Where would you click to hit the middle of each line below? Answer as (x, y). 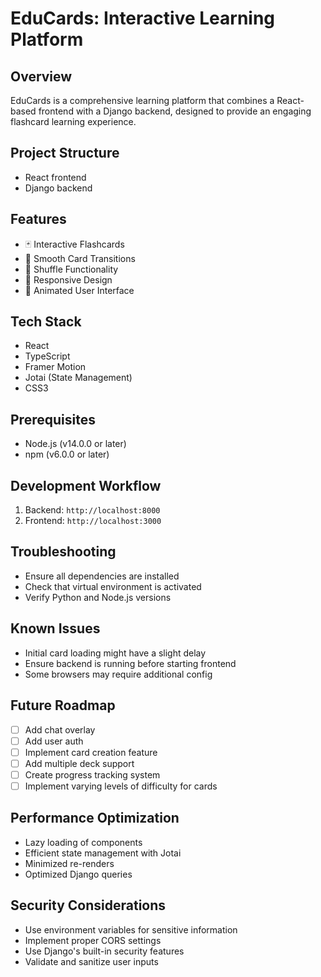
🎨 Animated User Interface (79, 290)
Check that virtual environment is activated (113, 586)
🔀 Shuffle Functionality (71, 269)
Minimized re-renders (69, 863)
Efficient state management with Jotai (103, 853)
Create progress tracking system (92, 774)
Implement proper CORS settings (93, 940)
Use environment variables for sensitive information (131, 929)
